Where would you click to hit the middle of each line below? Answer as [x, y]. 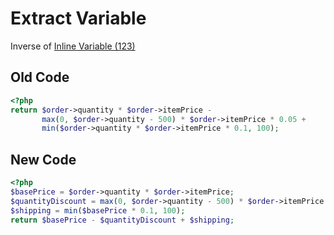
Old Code [40, 77]
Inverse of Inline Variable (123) [73, 46]
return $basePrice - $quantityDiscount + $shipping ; [122, 220]
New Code [43, 159]
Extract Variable [78, 18]
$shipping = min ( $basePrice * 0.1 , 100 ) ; [98, 210]
